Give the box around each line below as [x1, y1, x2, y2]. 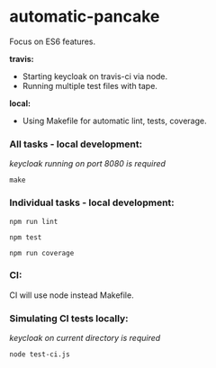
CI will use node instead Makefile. [9, 290, 134, 301]
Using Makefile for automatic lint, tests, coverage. [22, 115, 207, 126]
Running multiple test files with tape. [22, 80, 157, 91]
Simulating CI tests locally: [9, 312, 129, 325]
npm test [9, 232, 42, 242]
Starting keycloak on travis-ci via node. [22, 70, 168, 82]
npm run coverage [9, 248, 75, 257]
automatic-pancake [9, 6, 160, 27]
